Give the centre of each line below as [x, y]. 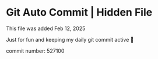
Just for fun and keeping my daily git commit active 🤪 [70, 39]
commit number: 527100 [35, 51]
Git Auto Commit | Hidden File [79, 12]
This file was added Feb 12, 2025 [46, 28]
